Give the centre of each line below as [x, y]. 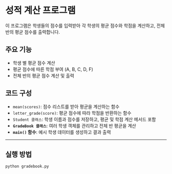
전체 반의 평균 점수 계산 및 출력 [43, 76]
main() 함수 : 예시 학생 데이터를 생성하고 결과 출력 [62, 132]
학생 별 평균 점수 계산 [34, 63]
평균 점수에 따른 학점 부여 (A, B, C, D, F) [53, 69]
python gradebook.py [27, 166]
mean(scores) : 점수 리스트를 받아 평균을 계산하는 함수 [66, 106]
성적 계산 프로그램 [40, 10]
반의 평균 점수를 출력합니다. [33, 32]
